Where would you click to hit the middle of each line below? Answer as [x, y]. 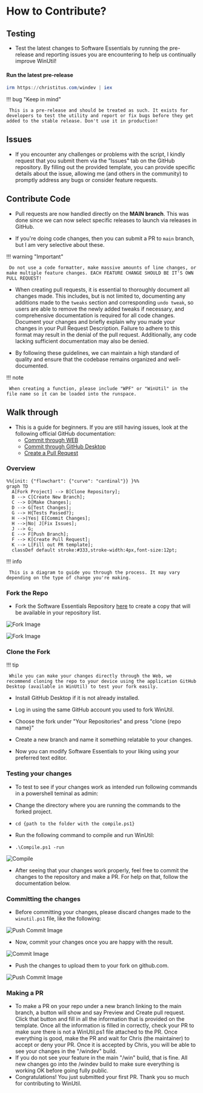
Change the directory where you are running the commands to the [98, 805]
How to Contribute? [57, 11]
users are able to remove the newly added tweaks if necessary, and [100, 309]
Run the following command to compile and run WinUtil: [85, 835]
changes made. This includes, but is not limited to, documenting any [100, 296]
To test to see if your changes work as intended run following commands [106, 787]
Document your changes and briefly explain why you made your [95, 321]
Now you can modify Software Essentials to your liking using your [97, 752]
